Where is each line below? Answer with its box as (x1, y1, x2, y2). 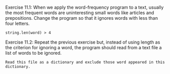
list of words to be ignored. (5, 50, 62, 56)
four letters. (5, 20, 30, 26)
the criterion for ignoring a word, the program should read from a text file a (5, 45, 162, 50)
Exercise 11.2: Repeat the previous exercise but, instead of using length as (5, 39, 160, 45)
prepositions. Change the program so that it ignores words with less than (5, 15, 158, 21)
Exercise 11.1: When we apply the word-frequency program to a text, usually (5, 5, 164, 10)
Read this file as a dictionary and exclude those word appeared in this (5, 60, 165, 65)
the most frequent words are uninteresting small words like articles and (5, 10, 154, 16)
